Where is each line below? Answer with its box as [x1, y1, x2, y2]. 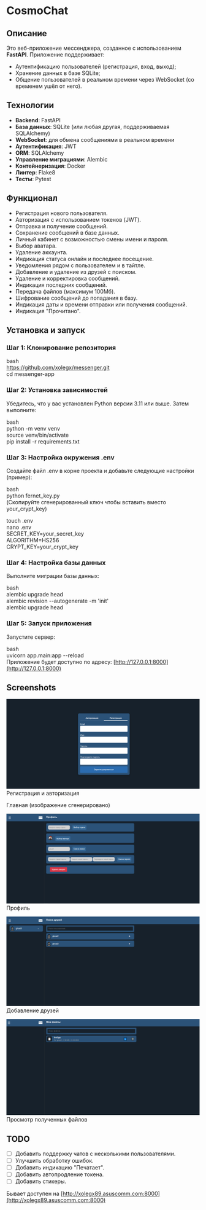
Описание [6, 28, 47, 39]
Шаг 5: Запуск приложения [6, 619, 92, 628]
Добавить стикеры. [15, 1177, 66, 1185]
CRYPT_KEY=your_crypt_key [6, 543, 78, 550]
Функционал [6, 193, 58, 203]
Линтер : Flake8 [15, 168, 56, 176]
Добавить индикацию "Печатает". [15, 1164, 105, 1171]
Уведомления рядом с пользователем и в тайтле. [15, 262, 146, 269]
